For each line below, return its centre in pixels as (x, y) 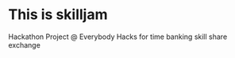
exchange (25, 44)
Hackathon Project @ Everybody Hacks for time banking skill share (118, 37)
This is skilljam (58, 15)
